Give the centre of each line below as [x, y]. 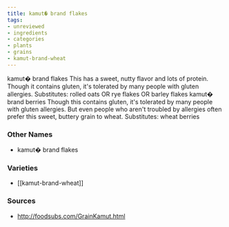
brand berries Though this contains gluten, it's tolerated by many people [110, 101]
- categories [26, 39]
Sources [21, 201]
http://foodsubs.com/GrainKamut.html [71, 216]
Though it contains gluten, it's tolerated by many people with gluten [103, 86]
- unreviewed [26, 26]
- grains [20, 52]
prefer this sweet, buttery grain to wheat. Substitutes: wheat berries [103, 116]
